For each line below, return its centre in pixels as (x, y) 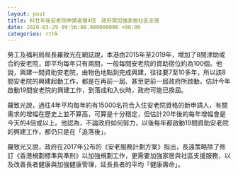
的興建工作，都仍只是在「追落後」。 (58, 132)
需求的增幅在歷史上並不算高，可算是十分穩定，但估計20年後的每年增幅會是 (117, 114)
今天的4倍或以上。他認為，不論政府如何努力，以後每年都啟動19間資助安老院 (118, 123)
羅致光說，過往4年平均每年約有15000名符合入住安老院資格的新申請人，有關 (118, 105)
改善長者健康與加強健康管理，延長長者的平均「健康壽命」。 (98, 164)
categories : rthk (33, 34)
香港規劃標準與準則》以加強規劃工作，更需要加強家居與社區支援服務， (122, 156)
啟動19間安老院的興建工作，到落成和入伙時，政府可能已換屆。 (97, 90)
